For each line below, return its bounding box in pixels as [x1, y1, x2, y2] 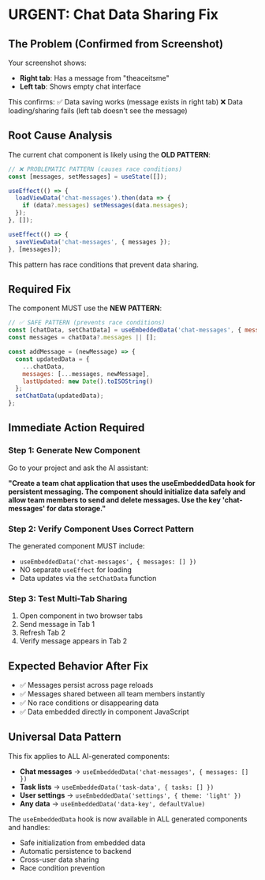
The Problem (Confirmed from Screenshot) [8, 37, 223, 51]
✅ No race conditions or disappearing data [19, 698, 159, 707]
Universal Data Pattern [8, 730, 122, 744]
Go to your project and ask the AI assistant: [8, 463, 148, 472]
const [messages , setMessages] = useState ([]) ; [8, 173, 168, 180]
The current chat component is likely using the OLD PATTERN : [8, 150, 211, 159]
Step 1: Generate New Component [8, 445, 140, 456]
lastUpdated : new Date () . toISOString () [22, 377, 154, 385]
